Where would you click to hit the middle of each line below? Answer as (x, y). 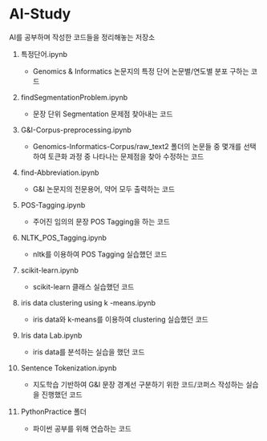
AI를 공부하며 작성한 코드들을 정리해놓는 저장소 (82, 37)
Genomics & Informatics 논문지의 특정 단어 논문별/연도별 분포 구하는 (141, 71)
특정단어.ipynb (44, 54)
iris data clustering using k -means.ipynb (88, 302)
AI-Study (40, 14)
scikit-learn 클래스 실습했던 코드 (83, 286)
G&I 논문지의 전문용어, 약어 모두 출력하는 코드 (104, 188)
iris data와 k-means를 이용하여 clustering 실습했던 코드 (121, 319)
